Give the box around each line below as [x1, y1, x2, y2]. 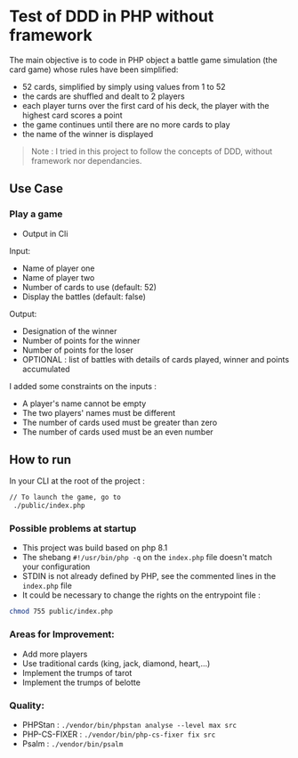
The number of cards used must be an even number [21, 426, 213, 437]
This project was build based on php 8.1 [21, 542, 168, 553]
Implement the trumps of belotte [21, 677, 141, 688]
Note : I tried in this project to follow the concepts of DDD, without [30, 145, 273, 157]
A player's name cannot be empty [21, 398, 147, 409]
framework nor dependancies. [30, 155, 142, 166]
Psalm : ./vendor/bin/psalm [21, 738, 124, 749]
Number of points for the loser [21, 345, 133, 355]
